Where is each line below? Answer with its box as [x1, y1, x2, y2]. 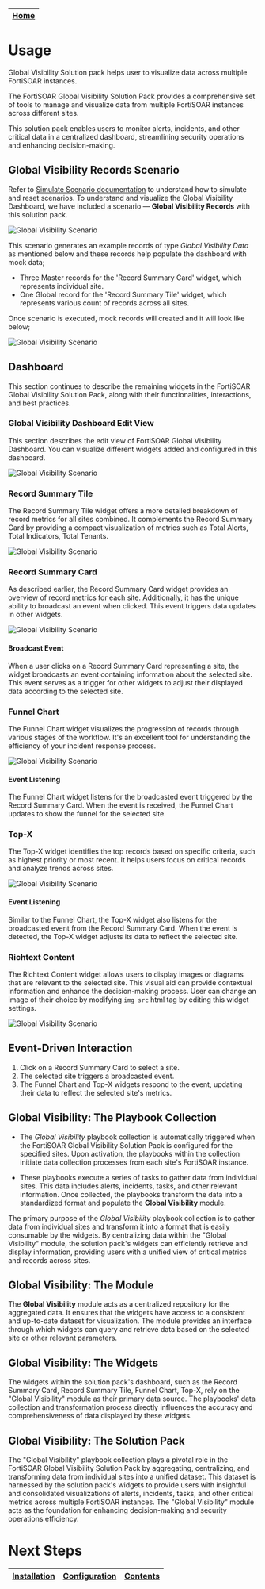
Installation [12, 1570, 55, 1581]
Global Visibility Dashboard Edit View [8, 418, 154, 429]
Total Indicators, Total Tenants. [8, 532, 109, 541]
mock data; [8, 257, 45, 267]
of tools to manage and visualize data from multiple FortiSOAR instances [8, 99, 244, 109]
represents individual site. [19, 281, 104, 290]
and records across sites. [8, 1255, 91, 1265]
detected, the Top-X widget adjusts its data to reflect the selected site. [8, 931, 238, 941]
